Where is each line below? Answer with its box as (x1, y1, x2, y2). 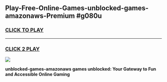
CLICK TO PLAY (5, 27, 44, 34)
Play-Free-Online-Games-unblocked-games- (5, 4, 149, 12)
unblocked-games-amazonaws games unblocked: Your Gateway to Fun (5, 66, 157, 72)
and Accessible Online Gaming (5, 71, 70, 77)
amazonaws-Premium (5, 12, 75, 20)
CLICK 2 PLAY (5, 45, 40, 52)
